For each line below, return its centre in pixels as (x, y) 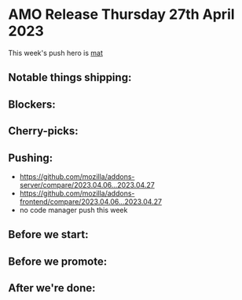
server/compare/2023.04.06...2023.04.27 (87, 185)
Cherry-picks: (43, 131)
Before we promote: (58, 261)
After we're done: (52, 288)
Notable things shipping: (70, 77)
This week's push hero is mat (56, 53)
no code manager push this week (73, 210)
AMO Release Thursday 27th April (121, 15)
